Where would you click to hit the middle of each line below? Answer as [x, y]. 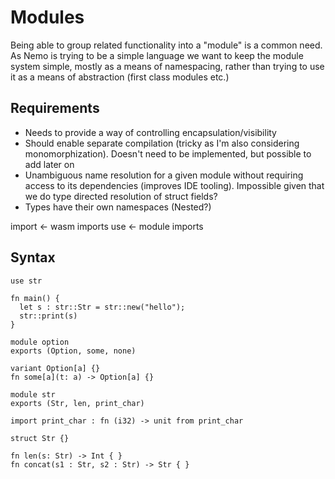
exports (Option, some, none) [73, 351]
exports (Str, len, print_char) [77, 403]
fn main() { [35, 298]
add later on [49, 164]
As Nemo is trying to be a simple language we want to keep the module [157, 55]
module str [33, 394]
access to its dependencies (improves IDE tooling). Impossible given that [174, 185]
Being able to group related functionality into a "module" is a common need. [166, 45]
